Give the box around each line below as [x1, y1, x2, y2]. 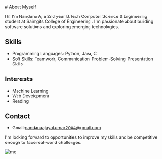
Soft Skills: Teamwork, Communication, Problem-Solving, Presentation [12, 56, 153, 62]
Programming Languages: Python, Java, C [12, 50, 97, 56]
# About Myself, [5, 4, 37, 10]
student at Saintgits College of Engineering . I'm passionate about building [5, 18, 154, 24]
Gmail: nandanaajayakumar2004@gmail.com [12, 125, 101, 131]
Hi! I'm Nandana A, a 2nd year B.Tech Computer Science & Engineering [5, 14, 148, 19]
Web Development [12, 93, 50, 99]
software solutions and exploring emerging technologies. [5, 24, 119, 30]
